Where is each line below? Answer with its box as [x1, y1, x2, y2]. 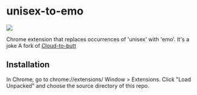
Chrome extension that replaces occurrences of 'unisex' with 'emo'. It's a [6, 35, 190, 43]
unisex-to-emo [6, 4, 84, 18]
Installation [6, 59, 50, 70]
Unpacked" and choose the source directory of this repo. [6, 82, 150, 89]
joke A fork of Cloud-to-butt [6, 42, 77, 49]
